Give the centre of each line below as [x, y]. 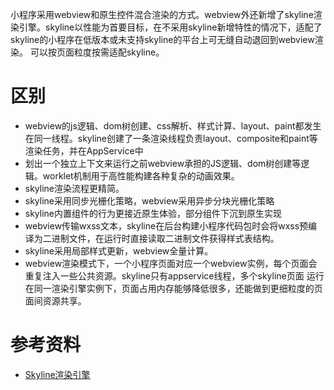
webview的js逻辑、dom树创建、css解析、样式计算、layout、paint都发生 [173, 125]
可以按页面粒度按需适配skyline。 [97, 52]
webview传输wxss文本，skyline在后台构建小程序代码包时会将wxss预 [166, 225]
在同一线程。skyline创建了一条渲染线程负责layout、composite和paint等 [171, 138]
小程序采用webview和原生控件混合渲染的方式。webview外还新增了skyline [162, 14]
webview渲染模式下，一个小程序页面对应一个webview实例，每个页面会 [171, 263]
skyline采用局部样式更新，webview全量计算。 [119, 250]
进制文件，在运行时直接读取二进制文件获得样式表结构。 [165, 238]
